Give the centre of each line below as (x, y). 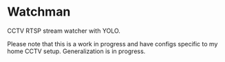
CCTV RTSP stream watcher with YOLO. (64, 31)
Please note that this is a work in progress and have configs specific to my (112, 44)
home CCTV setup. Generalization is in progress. (76, 51)
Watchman (39, 12)
